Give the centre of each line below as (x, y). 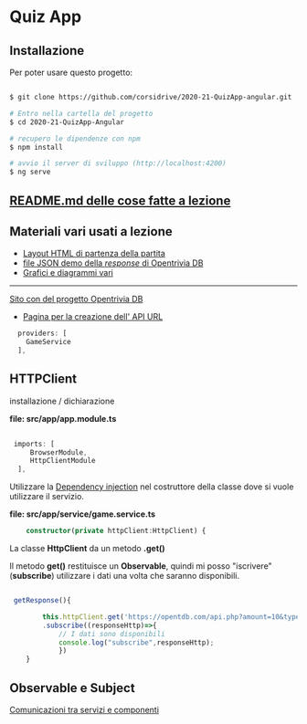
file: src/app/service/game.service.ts (83, 514)
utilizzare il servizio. (47, 497)
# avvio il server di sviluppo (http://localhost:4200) (118, 163)
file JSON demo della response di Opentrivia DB (113, 263)
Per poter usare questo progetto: (71, 72)
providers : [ (42, 334)
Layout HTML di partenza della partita (94, 254)
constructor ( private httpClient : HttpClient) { (116, 531)
